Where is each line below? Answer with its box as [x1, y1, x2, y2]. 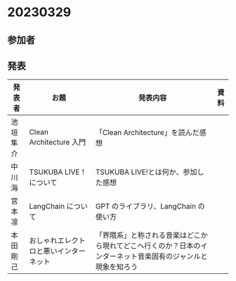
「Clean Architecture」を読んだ [95, 128, 200, 138]
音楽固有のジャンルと [137, 251, 208, 261]
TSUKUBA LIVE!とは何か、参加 [95, 167, 197, 177]
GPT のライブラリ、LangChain [95, 202, 197, 211]
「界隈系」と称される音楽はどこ [95, 230, 202, 240]
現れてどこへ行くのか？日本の [102, 241, 201, 251]
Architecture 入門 [29, 138, 86, 148]
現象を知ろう [95, 262, 138, 272]
